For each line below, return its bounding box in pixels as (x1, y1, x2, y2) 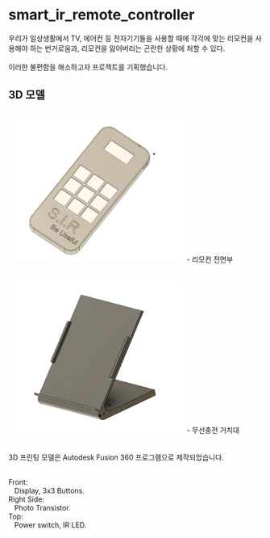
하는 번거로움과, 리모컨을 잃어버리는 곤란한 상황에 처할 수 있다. (29, 43, 226, 53)
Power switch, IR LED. (14, 519, 87, 530)
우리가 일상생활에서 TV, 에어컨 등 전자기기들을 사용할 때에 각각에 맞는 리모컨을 (8, 33, 254, 43)
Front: (8, 477, 28, 486)
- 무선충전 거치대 (186, 425, 240, 435)
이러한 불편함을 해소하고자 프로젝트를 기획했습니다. (8, 62, 168, 72)
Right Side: (8, 494, 44, 504)
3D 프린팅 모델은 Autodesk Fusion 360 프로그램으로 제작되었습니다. (8, 452, 224, 462)
